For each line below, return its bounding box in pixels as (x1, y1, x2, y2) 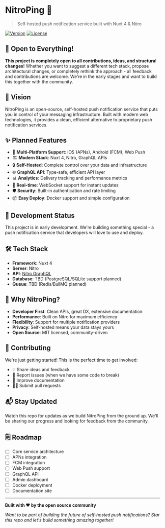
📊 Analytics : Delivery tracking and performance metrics (12, 175, 128, 181)
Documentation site (12, 488, 52, 493)
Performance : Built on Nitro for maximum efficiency (12, 313, 118, 320)
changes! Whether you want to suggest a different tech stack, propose (5, 63, 149, 69)
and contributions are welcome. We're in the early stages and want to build (5, 74, 157, 79)
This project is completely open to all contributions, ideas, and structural (5, 58, 157, 64)
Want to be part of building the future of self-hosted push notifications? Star (5, 512, 160, 518)
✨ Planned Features (5, 136, 67, 145)
